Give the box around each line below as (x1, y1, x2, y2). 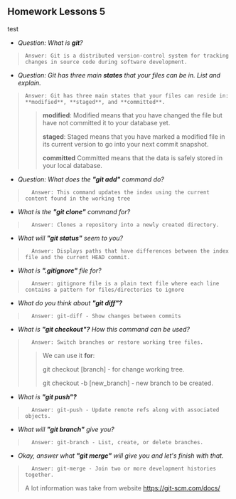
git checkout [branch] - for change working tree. (42, 364, 185, 373)
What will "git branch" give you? (17, 425, 115, 434)
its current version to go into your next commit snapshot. (42, 140, 209, 148)
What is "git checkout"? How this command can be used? (17, 325, 191, 333)
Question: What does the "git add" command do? (17, 174, 165, 184)
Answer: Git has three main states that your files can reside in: (24, 92, 229, 99)
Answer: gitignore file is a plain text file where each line (31, 280, 220, 287)
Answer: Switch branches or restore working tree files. (31, 338, 204, 346)
